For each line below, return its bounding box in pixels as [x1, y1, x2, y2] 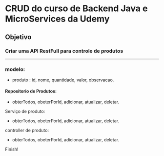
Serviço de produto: [5, 109, 45, 114]
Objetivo [5, 33, 32, 41]
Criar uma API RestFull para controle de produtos [5, 47, 123, 54]
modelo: [5, 66, 25, 72]
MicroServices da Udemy [5, 13, 110, 24]
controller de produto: [5, 128, 49, 134]
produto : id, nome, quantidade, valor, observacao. [12, 77, 114, 83]
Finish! [5, 146, 19, 152]
